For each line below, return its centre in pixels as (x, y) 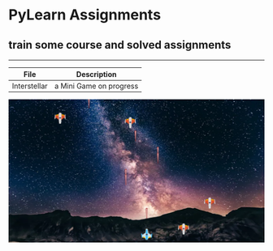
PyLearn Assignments (84, 15)
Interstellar (30, 86)
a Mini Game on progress (96, 86)
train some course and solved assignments (120, 45)
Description (96, 74)
